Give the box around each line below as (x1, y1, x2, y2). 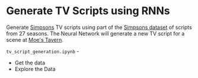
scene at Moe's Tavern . (6, 36, 64, 43)
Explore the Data (14, 65, 56, 72)
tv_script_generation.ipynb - (6, 47, 79, 54)
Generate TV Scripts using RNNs (6, 4, 170, 18)
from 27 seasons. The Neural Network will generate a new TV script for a (6, 30, 185, 37)
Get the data (14, 59, 46, 66)
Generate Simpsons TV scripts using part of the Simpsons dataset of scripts (6, 24, 193, 31)
